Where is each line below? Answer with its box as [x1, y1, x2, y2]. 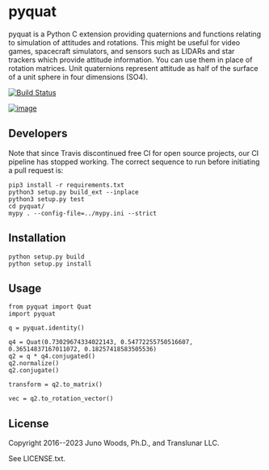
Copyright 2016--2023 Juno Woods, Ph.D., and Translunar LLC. [8, 439, 220, 448]
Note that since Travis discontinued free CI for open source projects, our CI [8, 148, 259, 157]
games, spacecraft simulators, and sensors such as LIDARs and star [8, 46, 235, 56]
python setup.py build [8, 253, 85, 261]
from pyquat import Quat [8, 303, 92, 311]
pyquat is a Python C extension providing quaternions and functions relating [8, 29, 262, 39]
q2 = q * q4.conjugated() [8, 352, 95, 361]
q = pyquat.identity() [8, 324, 85, 333]
